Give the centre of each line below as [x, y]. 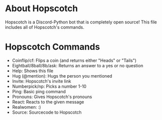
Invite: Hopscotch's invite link [42, 81]
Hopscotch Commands [53, 47]
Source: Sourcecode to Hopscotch [47, 112]
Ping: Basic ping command [39, 91]
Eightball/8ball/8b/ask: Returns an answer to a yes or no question [78, 65]
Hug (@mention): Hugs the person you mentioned [62, 76]
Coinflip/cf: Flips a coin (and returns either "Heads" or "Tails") [74, 60]
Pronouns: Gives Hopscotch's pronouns [52, 97]
